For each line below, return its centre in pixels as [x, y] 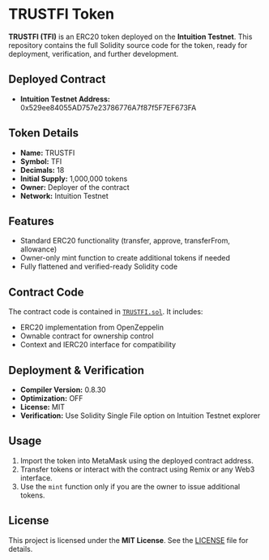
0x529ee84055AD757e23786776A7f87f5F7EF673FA [108, 107]
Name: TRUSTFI [47, 153]
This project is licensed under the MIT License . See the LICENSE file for [128, 540]
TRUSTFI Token [62, 14]
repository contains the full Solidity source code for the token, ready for [128, 45]
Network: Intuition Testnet [64, 196]
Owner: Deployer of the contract [75, 187]
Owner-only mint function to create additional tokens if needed [125, 258]
